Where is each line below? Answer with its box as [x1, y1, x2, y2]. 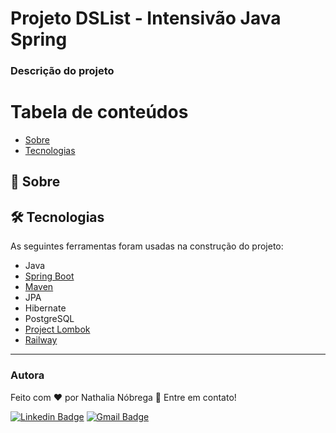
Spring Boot [24, 270, 75, 282]
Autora [10, 368, 45, 382]
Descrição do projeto [10, 64, 115, 78]
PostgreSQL [24, 313, 75, 325]
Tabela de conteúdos [10, 101, 189, 124]
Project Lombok [24, 323, 91, 336]
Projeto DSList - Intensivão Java [10, 7, 282, 30]
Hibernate [24, 302, 67, 314]
